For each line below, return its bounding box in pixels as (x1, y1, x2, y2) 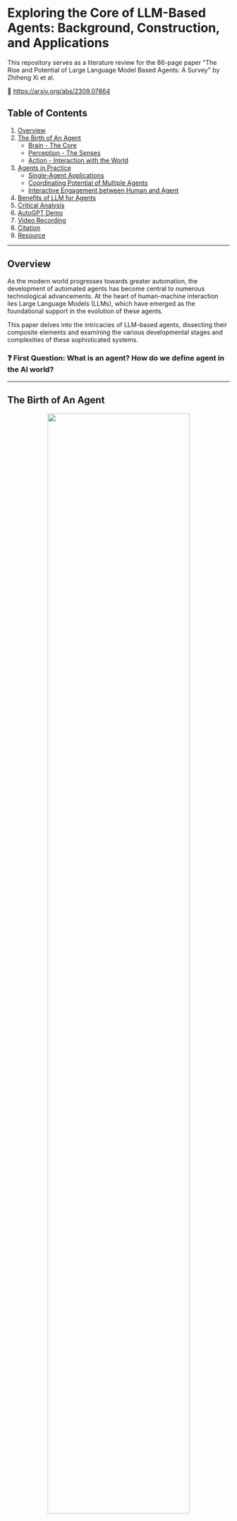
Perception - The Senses (28, 148, 101, 157)
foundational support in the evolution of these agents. (7, 307, 164, 315)
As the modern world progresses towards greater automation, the (7, 276, 198, 285)
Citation (17, 224, 41, 232)
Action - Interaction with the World (28, 156, 129, 164)
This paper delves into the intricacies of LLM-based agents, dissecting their (7, 320, 228, 329)
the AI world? (7, 365, 54, 374)
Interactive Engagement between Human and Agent (28, 185, 179, 195)
